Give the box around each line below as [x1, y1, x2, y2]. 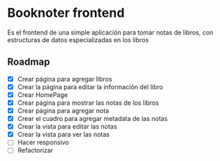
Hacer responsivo [17, 139, 70, 147]
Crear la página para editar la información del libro [17, 82, 164, 91]
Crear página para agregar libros [17, 75, 112, 83]
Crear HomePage [17, 90, 68, 99]
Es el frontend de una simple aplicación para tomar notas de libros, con [7, 28, 214, 37]
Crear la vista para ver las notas [17, 130, 110, 139]
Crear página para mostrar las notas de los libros [17, 98, 160, 107]
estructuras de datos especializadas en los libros [7, 35, 149, 44]
